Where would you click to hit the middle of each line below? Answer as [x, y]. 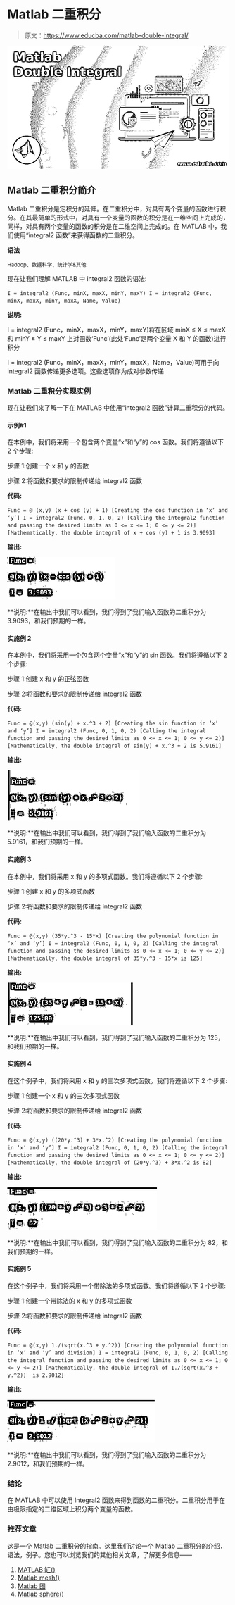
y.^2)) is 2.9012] [36, 1375]
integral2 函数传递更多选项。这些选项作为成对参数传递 [85, 371]
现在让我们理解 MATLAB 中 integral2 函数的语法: [77, 278]
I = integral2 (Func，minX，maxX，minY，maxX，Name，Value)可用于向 [113, 362]
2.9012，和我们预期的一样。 [48, 1464]
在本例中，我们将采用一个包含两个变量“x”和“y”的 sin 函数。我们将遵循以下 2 [117, 655]
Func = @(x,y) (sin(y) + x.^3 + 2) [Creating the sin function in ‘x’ [113, 724]
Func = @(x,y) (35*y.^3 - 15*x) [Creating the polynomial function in [113, 936]
